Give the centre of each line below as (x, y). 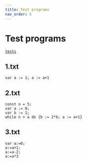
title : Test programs (27, 10)
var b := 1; (17, 113)
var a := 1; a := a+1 (27, 78)
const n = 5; (18, 104)
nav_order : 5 (18, 14)
